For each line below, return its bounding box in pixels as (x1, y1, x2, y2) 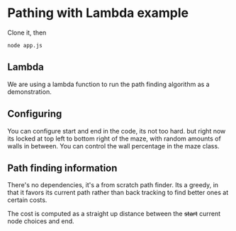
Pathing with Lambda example (7, 5, 189, 21)
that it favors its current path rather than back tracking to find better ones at (7, 189, 229, 197)
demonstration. (7, 87, 52, 96)
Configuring (7, 108, 62, 120)
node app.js (7, 42, 43, 49)
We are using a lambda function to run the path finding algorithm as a (7, 80, 210, 88)
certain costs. (7, 196, 47, 204)
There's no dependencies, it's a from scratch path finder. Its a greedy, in (7, 181, 218, 189)
